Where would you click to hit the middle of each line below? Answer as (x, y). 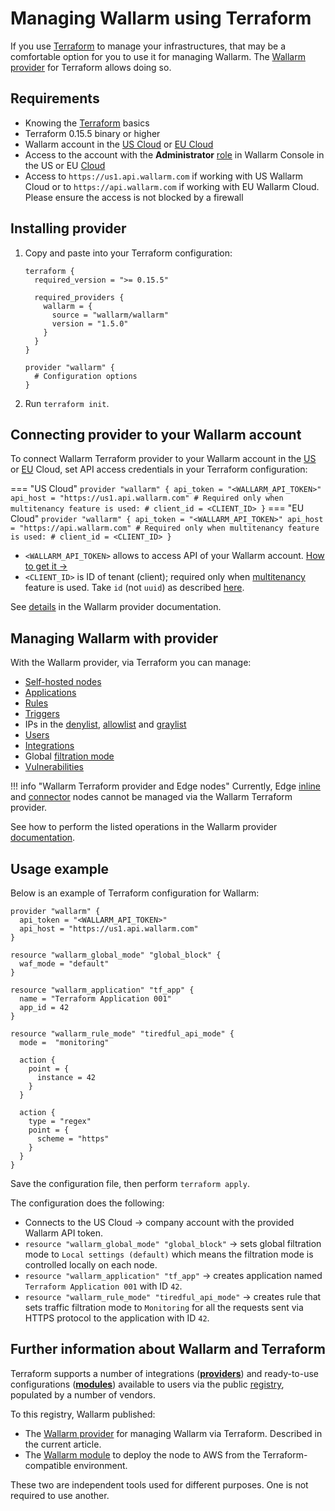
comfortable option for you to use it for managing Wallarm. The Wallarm (158, 56)
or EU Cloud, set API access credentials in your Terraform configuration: (159, 469)
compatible (48, 1465)
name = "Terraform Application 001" (95, 999)
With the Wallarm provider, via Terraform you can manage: (131, 663)
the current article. (63, 1444)
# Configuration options (86, 376)
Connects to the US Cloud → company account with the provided (159, 1222)
